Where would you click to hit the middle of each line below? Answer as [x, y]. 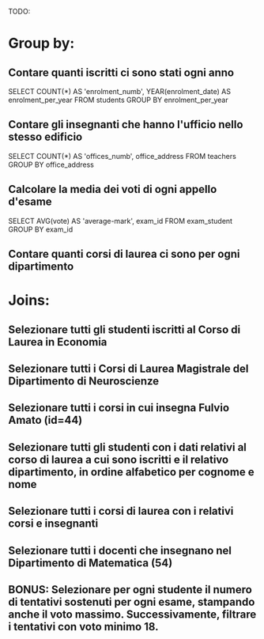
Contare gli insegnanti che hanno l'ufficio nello [126, 125]
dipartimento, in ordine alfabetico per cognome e [131, 472]
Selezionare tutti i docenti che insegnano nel [120, 550]
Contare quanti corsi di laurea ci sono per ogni [124, 254]
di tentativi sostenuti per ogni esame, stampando [132, 601]
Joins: [29, 301]
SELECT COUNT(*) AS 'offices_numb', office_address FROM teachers [123, 156]
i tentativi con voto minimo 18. [83, 627]
